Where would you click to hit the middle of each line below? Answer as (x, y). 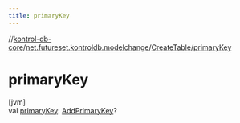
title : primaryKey (39, 16)
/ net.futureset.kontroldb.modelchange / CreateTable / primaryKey (127, 47)
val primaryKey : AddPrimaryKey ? (63, 110)
